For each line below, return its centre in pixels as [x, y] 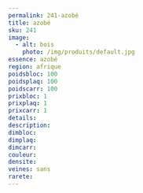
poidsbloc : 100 [33, 74]
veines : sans [29, 169]
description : [29, 125]
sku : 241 [22, 30]
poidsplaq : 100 [33, 81]
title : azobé [29, 23]
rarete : [21, 177]
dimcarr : [22, 147]
